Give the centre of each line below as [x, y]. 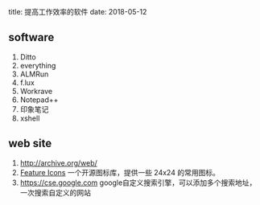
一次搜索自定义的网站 [55, 192]
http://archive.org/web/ [59, 162]
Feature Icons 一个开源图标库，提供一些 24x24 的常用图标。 [120, 172]
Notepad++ [39, 100]
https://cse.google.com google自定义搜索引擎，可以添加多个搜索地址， [138, 182]
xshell [30, 118]
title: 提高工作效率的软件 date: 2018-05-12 [78, 12]
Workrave [36, 91]
